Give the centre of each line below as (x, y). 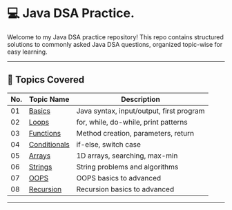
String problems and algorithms (127, 167)
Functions (45, 133)
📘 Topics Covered (46, 80)
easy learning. (27, 52)
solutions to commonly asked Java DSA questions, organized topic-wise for (115, 44)
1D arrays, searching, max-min (127, 156)
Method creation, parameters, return (135, 133)
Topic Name (49, 99)
